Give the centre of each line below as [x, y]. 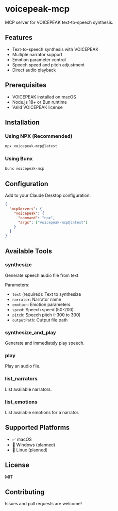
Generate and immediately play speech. [45, 343]
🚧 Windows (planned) [34, 445]
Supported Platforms [37, 428]
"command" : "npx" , [36, 218]
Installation [22, 122]
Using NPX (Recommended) [39, 136]
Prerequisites [26, 85]
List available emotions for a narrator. [42, 412]
